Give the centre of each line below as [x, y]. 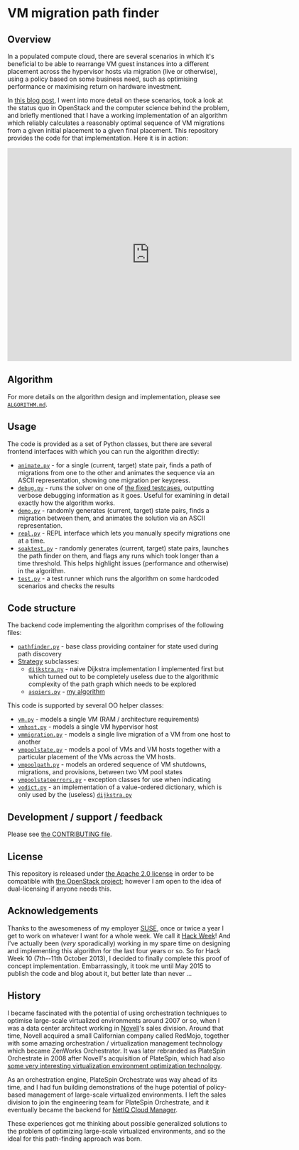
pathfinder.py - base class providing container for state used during [118, 646]
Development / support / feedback [85, 817]
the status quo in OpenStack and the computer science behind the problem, [118, 108]
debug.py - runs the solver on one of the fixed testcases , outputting [116, 487]
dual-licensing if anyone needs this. [60, 889]
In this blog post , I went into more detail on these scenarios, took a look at [115, 100]
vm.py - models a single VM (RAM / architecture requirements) [108, 720]
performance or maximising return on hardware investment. [95, 86]
